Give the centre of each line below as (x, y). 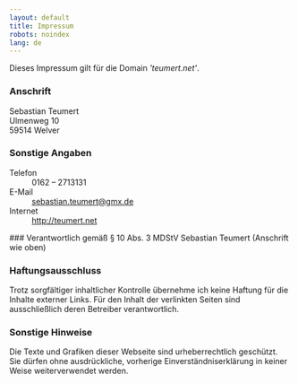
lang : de (26, 43)
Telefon (23, 172)
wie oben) (28, 247)
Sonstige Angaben (51, 153)
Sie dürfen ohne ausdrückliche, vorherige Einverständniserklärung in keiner (149, 361)
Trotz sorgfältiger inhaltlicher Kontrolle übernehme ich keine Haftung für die (149, 290)
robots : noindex (39, 34)
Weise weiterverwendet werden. (69, 371)
